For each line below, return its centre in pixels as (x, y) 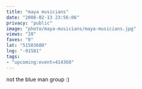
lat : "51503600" (27, 46)
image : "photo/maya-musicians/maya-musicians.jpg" (71, 29)
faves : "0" (20, 40)
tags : (13, 57)
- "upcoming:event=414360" (40, 62)
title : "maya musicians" (37, 12)
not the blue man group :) (38, 79)
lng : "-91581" (24, 51)
